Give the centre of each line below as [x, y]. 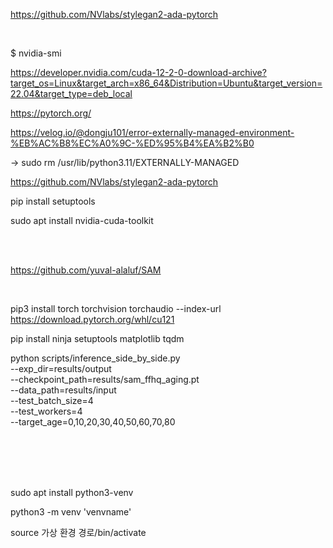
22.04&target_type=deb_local [71, 93]
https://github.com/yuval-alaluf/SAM [86, 270]
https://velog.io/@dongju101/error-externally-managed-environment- [152, 132]
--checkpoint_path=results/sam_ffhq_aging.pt [105, 379]
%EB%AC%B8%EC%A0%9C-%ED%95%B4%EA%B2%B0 [132, 143]
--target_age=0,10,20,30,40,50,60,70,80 [93, 422]
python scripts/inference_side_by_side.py [95, 358]
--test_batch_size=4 [52, 400]
